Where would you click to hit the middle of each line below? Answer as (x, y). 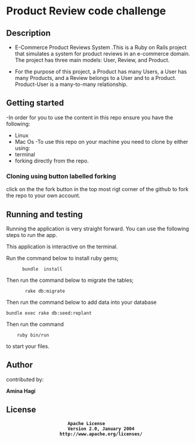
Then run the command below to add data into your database (81, 302)
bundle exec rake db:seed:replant (49, 313)
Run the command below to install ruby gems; (63, 258)
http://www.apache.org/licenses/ (101, 434)
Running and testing (44, 214)
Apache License (86, 423)
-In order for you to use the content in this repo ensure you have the (90, 117)
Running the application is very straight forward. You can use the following (98, 229)
